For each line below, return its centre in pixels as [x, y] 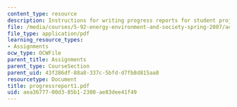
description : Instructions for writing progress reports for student [112, 20]
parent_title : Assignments [47, 60]
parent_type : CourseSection [49, 66]
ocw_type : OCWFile [34, 53]
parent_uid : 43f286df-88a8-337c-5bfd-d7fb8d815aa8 [83, 73]
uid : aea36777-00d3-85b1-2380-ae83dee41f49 [72, 92]
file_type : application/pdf [49, 33]
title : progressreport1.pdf [49, 86]
